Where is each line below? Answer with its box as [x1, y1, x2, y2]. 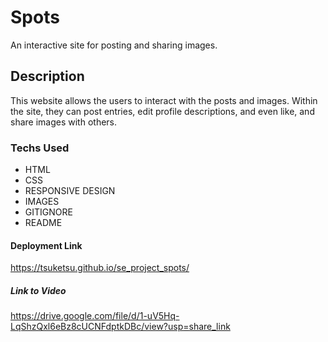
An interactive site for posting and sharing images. [10, 39, 218, 51]
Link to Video [10, 284, 67, 296]
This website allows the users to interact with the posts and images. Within [10, 94, 318, 106]
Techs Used [10, 141, 70, 155]
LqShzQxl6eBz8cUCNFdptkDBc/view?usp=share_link [10, 321, 231, 333]
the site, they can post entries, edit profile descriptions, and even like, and [10, 105, 315, 117]
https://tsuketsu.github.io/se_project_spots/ [10, 262, 190, 274]
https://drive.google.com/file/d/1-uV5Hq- [10, 310, 180, 322]
